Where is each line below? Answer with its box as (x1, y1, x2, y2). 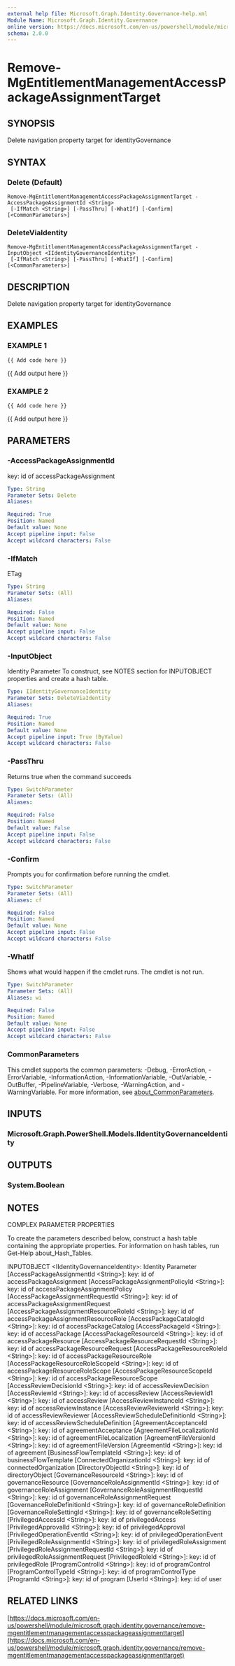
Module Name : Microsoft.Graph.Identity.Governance (7, 17, 158, 24)
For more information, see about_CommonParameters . (58, 1088, 215, 1096)
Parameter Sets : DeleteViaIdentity (7, 694, 111, 702)
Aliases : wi (7, 994, 42, 1001)
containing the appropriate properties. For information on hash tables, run (7, 1241, 220, 1249)
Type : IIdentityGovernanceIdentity (7, 688, 111, 695)
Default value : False (7, 824, 71, 832)
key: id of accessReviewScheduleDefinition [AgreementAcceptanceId (7, 1418, 208, 1427)
